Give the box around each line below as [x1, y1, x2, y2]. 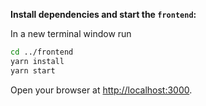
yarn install [10, 56, 65, 66]
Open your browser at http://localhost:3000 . [10, 84, 193, 96]
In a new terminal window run [10, 28, 132, 39]
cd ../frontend [10, 47, 74, 57]
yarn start [10, 65, 56, 76]
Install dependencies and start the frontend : [10, 9, 197, 20]
